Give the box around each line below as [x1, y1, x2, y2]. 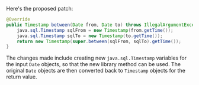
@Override [6, 17, 31, 22]
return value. [6, 73, 37, 80]
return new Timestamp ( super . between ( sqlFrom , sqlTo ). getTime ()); [17, 38, 182, 44]
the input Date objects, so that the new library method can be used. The [6, 61, 181, 68]
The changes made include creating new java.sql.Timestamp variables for [6, 54, 187, 61]
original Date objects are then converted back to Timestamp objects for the [6, 67, 185, 74]
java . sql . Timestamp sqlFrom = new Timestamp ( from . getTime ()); [17, 27, 174, 33]
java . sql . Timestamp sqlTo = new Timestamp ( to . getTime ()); [17, 32, 163, 39]
